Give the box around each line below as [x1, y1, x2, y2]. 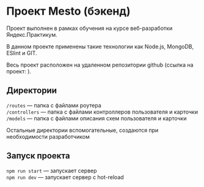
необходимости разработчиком [6, 133, 90, 140]
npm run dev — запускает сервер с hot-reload [6, 173, 124, 181]
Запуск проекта [6, 151, 70, 161]
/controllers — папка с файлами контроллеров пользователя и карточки [6, 108, 199, 116]
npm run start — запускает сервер [6, 167, 97, 174]
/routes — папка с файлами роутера [6, 101, 102, 109]
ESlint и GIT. [6, 49, 37, 56]
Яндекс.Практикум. [6, 31, 57, 38]
